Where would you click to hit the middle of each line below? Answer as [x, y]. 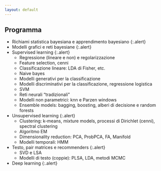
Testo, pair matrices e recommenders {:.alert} [58, 148]
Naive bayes [32, 74]
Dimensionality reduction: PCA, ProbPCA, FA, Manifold [75, 137]
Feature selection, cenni [44, 63]
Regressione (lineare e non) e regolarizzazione [67, 58]
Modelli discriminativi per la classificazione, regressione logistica [86, 84]
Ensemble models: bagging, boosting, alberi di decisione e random [87, 105]
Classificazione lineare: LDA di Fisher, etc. [62, 68]
